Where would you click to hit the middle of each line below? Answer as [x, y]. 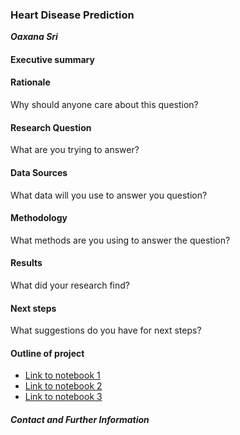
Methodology [39, 218]
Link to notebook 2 [63, 386]
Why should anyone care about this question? [104, 105]
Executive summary [52, 59]
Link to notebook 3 [63, 397]
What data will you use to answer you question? [109, 195]
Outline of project [47, 353]
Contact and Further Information [80, 419]
